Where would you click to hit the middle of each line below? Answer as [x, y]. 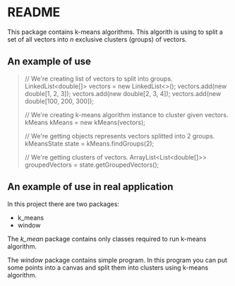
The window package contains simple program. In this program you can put [117, 260]
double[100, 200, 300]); [59, 101]
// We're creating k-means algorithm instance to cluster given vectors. [126, 114]
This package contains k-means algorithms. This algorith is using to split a [115, 32]
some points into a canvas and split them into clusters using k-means [108, 267]
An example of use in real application [90, 187]
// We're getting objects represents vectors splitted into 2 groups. [120, 136]
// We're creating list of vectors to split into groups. [98, 78]
